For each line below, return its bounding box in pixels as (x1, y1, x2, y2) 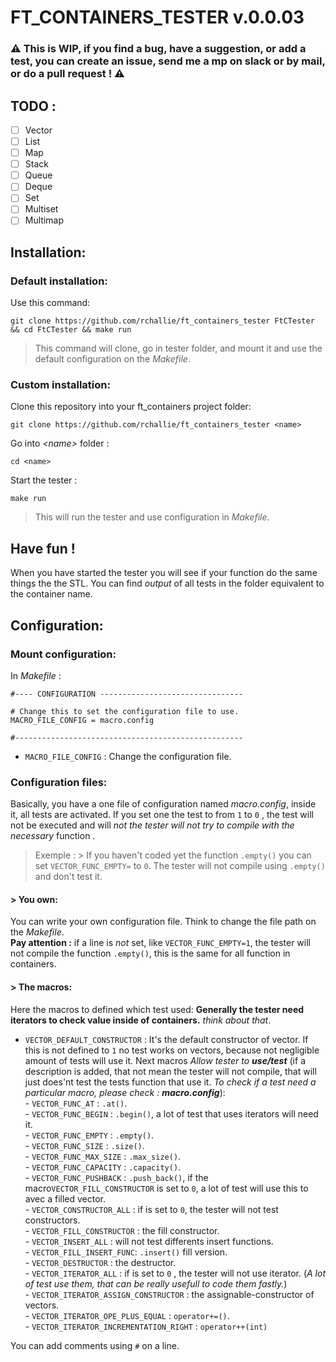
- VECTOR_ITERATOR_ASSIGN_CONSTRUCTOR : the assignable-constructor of (24, 1288, 315, 1300)
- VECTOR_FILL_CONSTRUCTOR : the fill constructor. (24, 1224, 220, 1236)
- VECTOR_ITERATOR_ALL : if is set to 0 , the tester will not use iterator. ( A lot (24, 1267, 326, 1279)
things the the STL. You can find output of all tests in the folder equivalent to (10, 577, 325, 590)
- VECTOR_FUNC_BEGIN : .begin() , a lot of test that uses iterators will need (24, 1107, 319, 1120)
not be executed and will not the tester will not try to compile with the (10, 819, 295, 831)
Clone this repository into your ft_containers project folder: (10, 401, 252, 413)
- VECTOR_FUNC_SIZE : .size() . (24, 1139, 145, 1151)
